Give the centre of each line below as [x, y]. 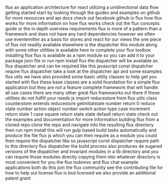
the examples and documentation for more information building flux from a [82, 119]
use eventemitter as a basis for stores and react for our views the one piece [83, 39]
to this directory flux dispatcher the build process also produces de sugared [83, 146]
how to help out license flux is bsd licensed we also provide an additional [81, 173]
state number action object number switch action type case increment [78, 109]
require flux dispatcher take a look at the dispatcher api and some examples [83, 71]
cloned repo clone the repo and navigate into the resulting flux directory [79, 125]
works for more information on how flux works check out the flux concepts [82, 23]
